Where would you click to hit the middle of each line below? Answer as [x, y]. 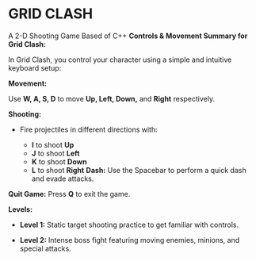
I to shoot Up [53, 144]
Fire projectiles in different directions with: [88, 129]
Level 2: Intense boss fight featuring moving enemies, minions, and [130, 240]
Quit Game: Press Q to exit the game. [69, 194]
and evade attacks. [63, 178]
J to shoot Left [55, 153]
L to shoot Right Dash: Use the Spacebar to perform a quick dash [139, 170]
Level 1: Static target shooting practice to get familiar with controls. [129, 225]
